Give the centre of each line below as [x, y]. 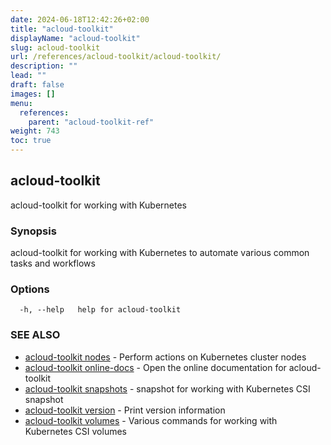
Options [30, 289]
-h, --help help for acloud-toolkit [100, 310]
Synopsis [33, 231]
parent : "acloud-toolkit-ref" [91, 122]
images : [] [33, 94]
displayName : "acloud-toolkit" [75, 38]
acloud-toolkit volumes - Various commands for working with [151, 420]
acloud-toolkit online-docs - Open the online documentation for [155, 367]
